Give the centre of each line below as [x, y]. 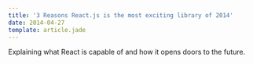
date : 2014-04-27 [37, 23]
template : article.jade [47, 30]
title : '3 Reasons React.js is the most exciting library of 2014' [121, 15]
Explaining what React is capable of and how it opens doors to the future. [127, 52]
